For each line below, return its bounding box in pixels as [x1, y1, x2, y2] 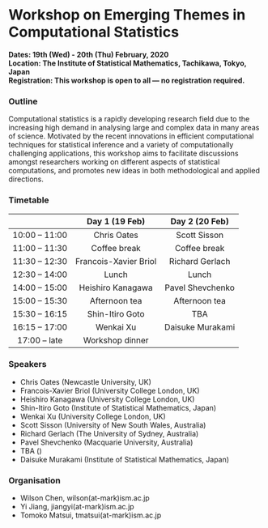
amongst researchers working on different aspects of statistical [8, 157, 220, 167]
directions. [8, 174, 45, 184]
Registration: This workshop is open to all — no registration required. [8, 75, 245, 85]
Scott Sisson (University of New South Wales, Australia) [19, 419, 206, 430]
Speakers [8, 359, 47, 370]
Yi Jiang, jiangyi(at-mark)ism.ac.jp [19, 502, 135, 512]
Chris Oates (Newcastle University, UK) [19, 377, 152, 386]
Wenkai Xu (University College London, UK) [19, 411, 166, 421]
